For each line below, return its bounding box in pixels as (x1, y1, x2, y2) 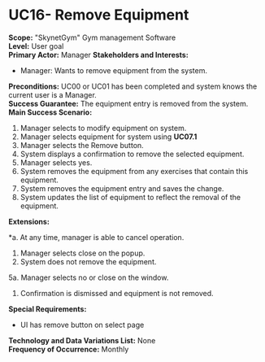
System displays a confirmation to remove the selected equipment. (20, 149, 245, 159)
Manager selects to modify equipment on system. (20, 123, 187, 133)
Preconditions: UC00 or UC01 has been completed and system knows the (8, 81, 258, 91)
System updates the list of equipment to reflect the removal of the (20, 192, 241, 202)
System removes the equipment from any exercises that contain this (20, 166, 249, 176)
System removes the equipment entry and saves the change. (20, 183, 224, 193)
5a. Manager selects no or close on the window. (8, 273, 169, 282)
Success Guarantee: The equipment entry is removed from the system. (8, 98, 249, 108)
